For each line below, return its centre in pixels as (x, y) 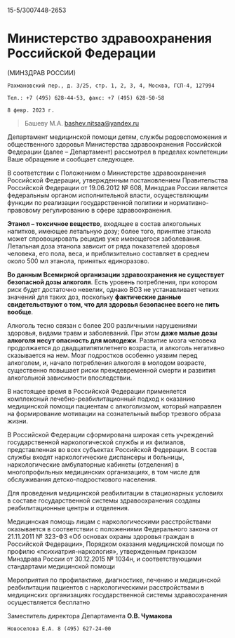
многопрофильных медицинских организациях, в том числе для (104, 472)
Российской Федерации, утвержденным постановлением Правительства (118, 180)
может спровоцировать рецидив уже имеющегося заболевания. (105, 239)
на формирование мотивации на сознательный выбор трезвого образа (114, 413)
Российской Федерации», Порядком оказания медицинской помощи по (116, 544)
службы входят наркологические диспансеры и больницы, (96, 457)
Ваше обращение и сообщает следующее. (71, 159)
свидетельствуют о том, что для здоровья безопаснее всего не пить (113, 304)
